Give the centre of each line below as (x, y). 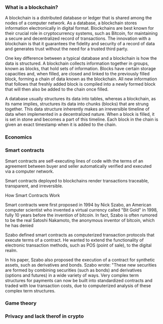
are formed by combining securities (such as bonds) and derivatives (73, 270)
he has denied (19, 225)
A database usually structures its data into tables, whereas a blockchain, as (81, 99)
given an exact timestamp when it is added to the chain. (61, 125)
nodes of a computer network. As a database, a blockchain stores (71, 23)
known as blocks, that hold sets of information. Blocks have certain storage (81, 69)
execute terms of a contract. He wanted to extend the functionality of (74, 240)
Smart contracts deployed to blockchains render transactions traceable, (77, 180)
